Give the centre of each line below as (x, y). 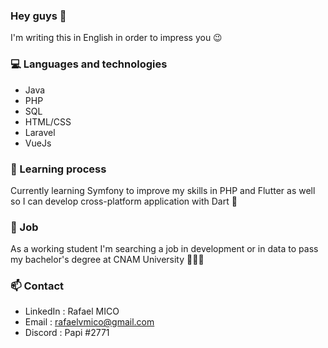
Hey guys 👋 (38, 16)
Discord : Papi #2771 (67, 333)
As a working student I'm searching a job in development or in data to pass (164, 249)
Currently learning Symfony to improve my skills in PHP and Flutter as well (163, 190)
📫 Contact (37, 286)
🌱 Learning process (58, 169)
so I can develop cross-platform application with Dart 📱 (124, 201)
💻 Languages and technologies (89, 64)
